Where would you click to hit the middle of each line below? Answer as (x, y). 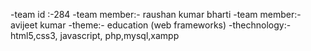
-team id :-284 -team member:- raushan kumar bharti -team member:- (156, 14)
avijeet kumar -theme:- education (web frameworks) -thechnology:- (151, 25)
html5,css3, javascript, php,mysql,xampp (95, 35)
